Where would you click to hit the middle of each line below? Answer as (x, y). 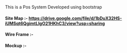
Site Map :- (17, 18)
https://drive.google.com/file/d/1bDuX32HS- (75, 18)
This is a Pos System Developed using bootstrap (54, 7)
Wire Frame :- (19, 35)
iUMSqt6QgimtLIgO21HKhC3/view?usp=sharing (55, 23)
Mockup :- (16, 45)
